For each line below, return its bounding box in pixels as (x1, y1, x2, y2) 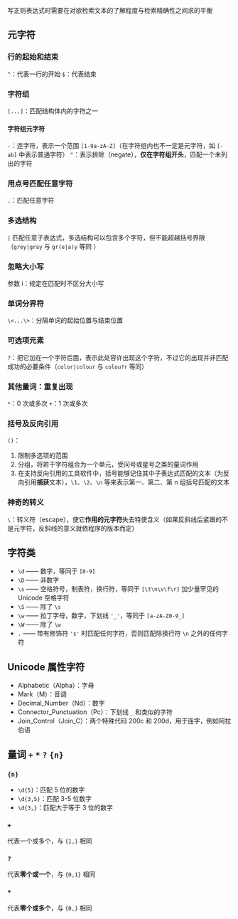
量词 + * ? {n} (7, 748, 64, 760)
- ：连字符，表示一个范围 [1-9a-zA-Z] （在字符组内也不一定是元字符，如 (7, 142, 215, 150)
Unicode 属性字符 (7, 661, 85, 673)
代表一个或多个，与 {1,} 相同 (7, 836, 92, 845)
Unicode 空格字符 (17, 593, 70, 602)
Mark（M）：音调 (17, 690, 67, 698)
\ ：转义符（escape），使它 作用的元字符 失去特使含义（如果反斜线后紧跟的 (7, 515, 222, 524)
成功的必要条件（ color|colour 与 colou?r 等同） (7, 362, 148, 371)
